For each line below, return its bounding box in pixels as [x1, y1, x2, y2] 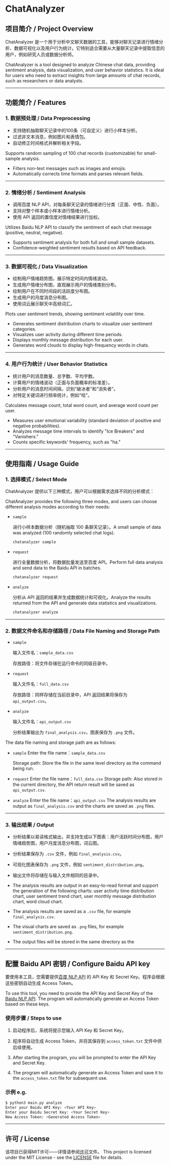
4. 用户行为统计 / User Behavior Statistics [5, 360, 108, 367]
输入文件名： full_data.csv [12, 681, 69, 687]
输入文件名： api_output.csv [12, 719, 72, 725]
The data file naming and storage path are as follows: [5, 739, 116, 745]
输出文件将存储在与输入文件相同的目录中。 [12, 872, 102, 879]
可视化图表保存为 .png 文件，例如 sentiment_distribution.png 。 [12, 861, 147, 868]
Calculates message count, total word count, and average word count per [5, 402, 158, 408]
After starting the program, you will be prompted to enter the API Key [12, 1054, 156, 1060]
